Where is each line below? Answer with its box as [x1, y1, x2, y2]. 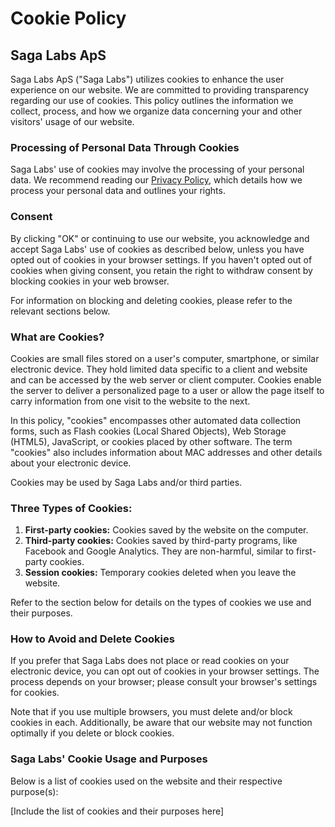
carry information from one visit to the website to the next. [10, 395, 251, 407]
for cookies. [10, 687, 60, 699]
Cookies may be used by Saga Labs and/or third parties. [10, 476, 243, 488]
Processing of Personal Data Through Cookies [10, 140, 240, 154]
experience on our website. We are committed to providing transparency [10, 84, 310, 96]
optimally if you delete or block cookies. [10, 727, 175, 739]
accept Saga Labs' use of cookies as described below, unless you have [10, 243, 305, 255]
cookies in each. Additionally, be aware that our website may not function [10, 717, 313, 729]
